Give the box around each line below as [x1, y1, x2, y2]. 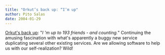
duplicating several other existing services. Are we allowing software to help [5, 40, 161, 46]
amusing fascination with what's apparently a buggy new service [5, 35, 137, 41]
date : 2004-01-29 [5, 16, 41, 21]
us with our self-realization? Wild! [5, 45, 73, 52]
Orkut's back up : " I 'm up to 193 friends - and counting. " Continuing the [5, 30, 151, 36]
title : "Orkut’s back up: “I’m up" [5, 7, 79, 12]
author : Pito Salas [5, 12, 45, 17]
